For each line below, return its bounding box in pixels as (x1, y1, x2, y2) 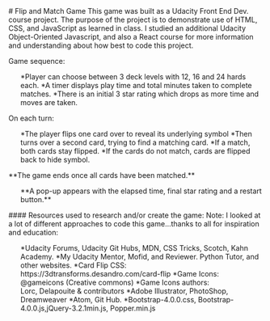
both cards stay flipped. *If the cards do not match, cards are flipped (19, 146, 251, 155)
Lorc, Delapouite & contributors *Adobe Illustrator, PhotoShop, (19, 286, 229, 296)
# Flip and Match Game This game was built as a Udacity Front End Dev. (8, 6, 249, 15)
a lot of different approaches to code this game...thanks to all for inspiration (8, 219, 260, 228)
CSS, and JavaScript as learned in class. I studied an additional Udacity (8, 23, 247, 33)
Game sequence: (8, 57, 65, 65)
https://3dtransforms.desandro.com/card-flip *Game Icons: (19, 269, 220, 278)
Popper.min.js (110, 303, 156, 313)
